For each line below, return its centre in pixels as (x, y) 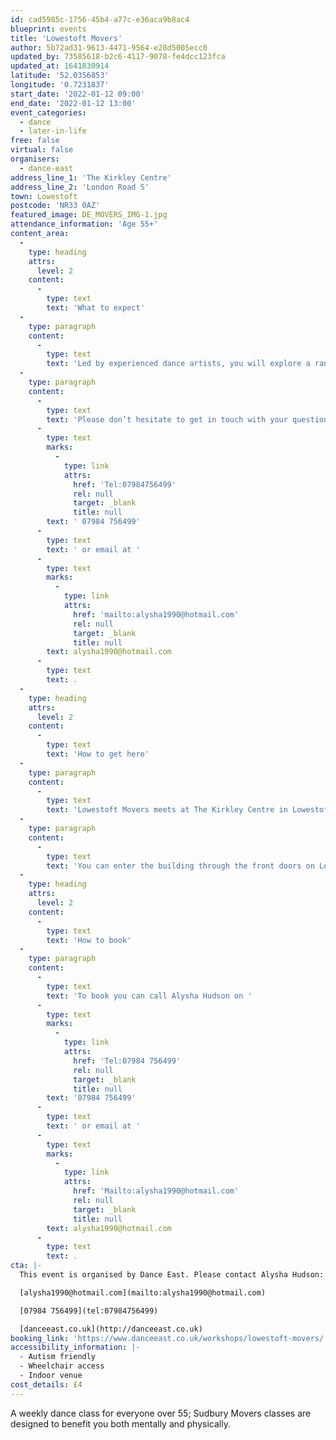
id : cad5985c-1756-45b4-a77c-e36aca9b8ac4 (100, 19)
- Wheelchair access (62, 1366)
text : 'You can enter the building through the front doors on (180, 866)
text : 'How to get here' (98, 754)
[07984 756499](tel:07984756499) (89, 1311)
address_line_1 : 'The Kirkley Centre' (91, 177)
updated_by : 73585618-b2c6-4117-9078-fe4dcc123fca (118, 57)
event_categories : (48, 112)
